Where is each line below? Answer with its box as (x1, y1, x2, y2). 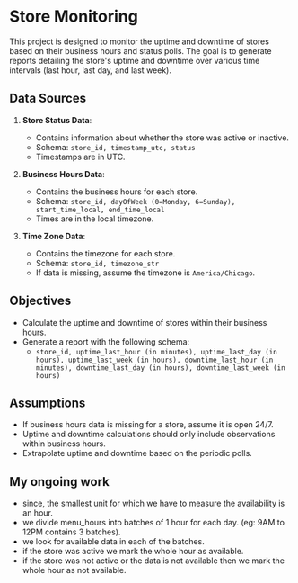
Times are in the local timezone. (35, 213, 154, 224)
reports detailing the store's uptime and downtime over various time (9, 55, 260, 66)
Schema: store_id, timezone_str (35, 257, 160, 268)
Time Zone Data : (22, 230, 86, 241)
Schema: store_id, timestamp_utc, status (35, 141, 196, 152)
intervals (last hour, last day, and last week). (9, 65, 172, 76)
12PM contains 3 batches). (22, 526, 121, 537)
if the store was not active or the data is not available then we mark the (22, 555, 285, 566)
